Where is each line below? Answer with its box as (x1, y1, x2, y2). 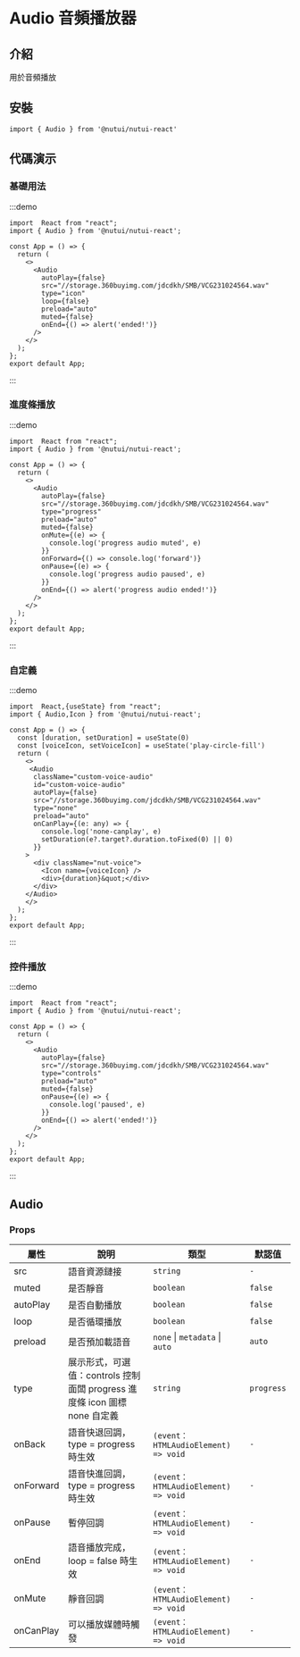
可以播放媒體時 (68, 1619, 131, 1631)
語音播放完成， (68, 1542, 131, 1554)
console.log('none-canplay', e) (41, 827, 162, 836)
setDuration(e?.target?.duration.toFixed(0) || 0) (41, 835, 234, 844)
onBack (13, 1438, 46, 1451)
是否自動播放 (68, 1299, 122, 1311)
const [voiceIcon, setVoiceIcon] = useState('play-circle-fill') (17, 741, 266, 750)
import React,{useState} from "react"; (9, 702, 162, 711)
